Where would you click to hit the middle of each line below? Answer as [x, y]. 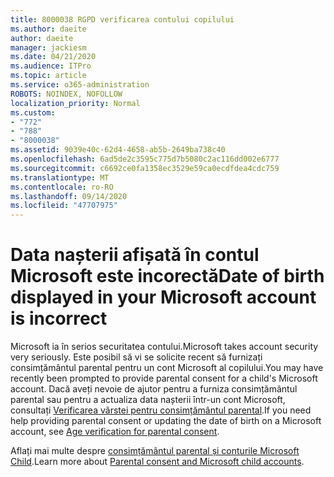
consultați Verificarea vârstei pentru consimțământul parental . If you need [161, 410]
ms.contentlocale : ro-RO [62, 187]
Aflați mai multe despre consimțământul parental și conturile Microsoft [155, 451]
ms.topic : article [48, 76]
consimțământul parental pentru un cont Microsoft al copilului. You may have [167, 368]
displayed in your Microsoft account [163, 297]
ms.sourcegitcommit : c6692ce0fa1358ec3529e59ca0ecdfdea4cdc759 [145, 168]
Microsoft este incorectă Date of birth [167, 276]
